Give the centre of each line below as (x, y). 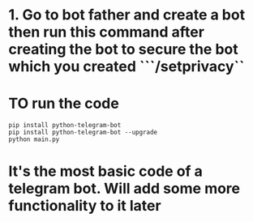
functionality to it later (85, 206)
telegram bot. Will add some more (124, 189)
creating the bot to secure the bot (123, 49)
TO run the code (64, 104)
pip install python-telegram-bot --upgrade (83, 132)
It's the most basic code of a (105, 171)
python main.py (34, 139)
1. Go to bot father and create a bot (127, 15)
